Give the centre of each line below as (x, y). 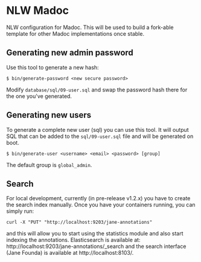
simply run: (20, 211)
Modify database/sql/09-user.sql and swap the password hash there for (97, 90)
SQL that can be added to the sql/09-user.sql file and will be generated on (100, 136)
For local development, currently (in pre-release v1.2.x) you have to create (98, 198)
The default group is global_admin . (49, 165)
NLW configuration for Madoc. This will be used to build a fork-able (90, 27)
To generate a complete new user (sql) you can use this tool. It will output (97, 129)
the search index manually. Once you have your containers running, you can (101, 205)
